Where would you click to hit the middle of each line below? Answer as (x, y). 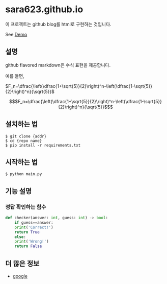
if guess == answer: (34, 222)
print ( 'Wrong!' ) (32, 242)
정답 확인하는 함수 (26, 207)
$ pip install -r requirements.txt (43, 145)
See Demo (16, 34)
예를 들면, (15, 76)
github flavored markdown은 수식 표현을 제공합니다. (58, 65)
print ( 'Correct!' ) (34, 227)
